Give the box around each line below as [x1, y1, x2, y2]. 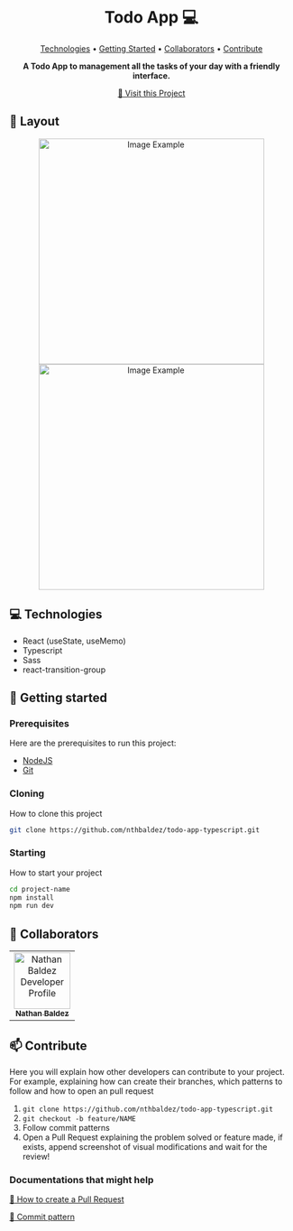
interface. [132, 69, 171, 81]
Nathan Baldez [14, 1008, 69, 1019]
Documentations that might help [9, 1173, 154, 1186]
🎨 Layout [9, 114, 60, 129]
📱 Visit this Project [117, 88, 186, 98]
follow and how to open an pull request [9, 1085, 154, 1097]
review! [22, 1151, 50, 1162]
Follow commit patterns [22, 1122, 110, 1133]
